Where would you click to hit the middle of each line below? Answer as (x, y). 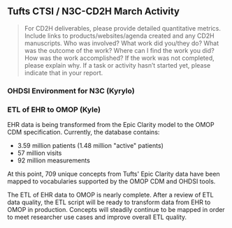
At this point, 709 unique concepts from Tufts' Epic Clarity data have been (114, 174)
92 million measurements (54, 160)
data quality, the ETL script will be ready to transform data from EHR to (109, 202)
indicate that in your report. (64, 73)
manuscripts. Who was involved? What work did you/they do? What (122, 43)
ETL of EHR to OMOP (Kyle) (54, 109)
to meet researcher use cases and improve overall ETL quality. (97, 217)
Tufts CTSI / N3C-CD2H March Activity (94, 12)
